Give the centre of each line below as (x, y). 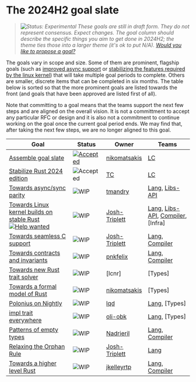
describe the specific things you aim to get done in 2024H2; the (97, 39)
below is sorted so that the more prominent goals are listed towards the (92, 87)
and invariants (28, 260)
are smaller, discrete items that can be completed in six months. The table (95, 81)
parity (17, 195)
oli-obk (116, 316)
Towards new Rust (34, 270)
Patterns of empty (34, 329)
